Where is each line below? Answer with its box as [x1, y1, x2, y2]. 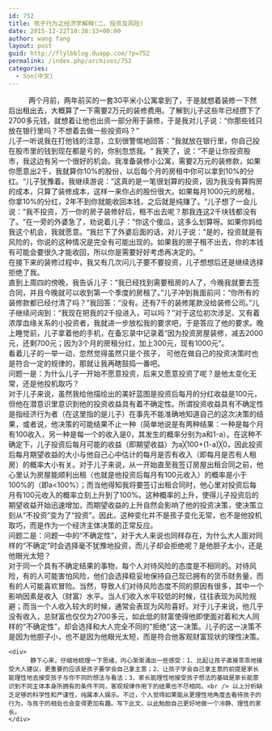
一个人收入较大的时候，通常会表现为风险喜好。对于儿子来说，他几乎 [36, 601, 264, 611]
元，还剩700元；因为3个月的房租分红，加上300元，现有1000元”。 [8, 338, 229, 348]
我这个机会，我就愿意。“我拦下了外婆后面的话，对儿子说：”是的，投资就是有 [8, 227, 263, 236]
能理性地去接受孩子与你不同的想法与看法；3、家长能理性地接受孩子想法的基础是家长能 [8, 674, 253, 682]
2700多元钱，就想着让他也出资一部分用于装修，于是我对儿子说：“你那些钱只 [8, 115, 263, 125]
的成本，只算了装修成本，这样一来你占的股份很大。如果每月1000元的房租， [8, 186, 259, 196]
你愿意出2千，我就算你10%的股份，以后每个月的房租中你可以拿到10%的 [8, 166, 248, 176]
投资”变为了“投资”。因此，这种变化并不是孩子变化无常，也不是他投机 [32, 510, 262, 520]
